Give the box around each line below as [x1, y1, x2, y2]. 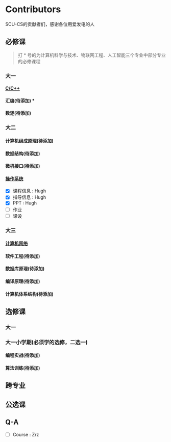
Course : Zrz [12, 431, 39, 437]
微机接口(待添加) [5, 163, 40, 169]
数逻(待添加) [5, 110, 32, 116]
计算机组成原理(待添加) [5, 138, 54, 144]
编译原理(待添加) [5, 278, 40, 284]
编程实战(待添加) [5, 352, 40, 358]
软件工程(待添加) [5, 253, 40, 259]
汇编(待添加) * [5, 97, 35, 103]
